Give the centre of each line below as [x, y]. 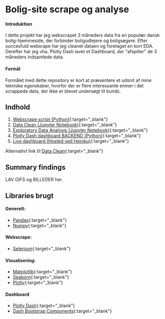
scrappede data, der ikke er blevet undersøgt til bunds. [63, 91]
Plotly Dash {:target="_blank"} [44, 306]
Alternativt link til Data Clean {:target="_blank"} [54, 151]
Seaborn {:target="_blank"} [41, 277]
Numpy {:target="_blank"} [39, 225]
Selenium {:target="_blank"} [42, 249]
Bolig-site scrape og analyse [67, 9]
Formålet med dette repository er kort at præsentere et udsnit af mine [78, 80]
